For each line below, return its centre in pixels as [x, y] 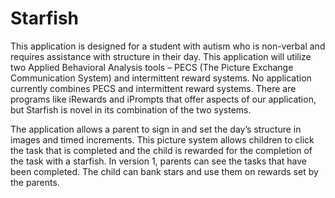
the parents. [35, 182]
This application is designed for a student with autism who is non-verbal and [168, 46]
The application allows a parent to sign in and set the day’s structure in [156, 129]
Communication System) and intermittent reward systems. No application [161, 78]
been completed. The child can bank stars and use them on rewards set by [164, 171]
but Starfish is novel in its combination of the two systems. [131, 109]
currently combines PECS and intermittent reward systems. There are [153, 88]
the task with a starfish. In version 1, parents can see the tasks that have [159, 161]
